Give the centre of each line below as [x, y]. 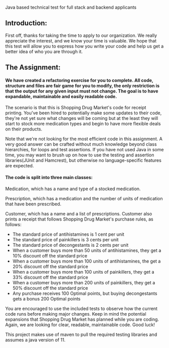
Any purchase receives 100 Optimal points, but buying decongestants [85, 293]
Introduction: [26, 23]
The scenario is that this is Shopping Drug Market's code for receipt [76, 108]
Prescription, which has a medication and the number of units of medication [84, 198]
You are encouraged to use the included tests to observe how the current [81, 309]
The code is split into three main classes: [49, 177]
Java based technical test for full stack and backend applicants [71, 7]
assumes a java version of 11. [35, 340]
